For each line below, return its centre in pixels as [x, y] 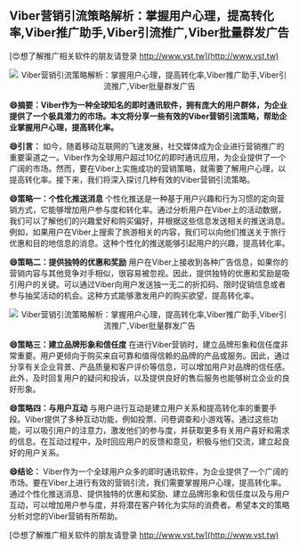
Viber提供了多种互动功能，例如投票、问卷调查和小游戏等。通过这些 [148, 419]
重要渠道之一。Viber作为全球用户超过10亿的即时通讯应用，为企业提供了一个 [148, 157]
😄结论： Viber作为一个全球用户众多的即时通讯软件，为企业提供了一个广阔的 [149, 471]
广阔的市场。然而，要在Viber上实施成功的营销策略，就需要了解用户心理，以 [148, 168]
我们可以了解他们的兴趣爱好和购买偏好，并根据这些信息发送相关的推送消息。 [149, 220]
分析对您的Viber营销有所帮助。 [66, 516]
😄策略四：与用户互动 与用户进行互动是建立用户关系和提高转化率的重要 [139, 407]
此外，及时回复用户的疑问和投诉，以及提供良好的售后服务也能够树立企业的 [145, 378]
